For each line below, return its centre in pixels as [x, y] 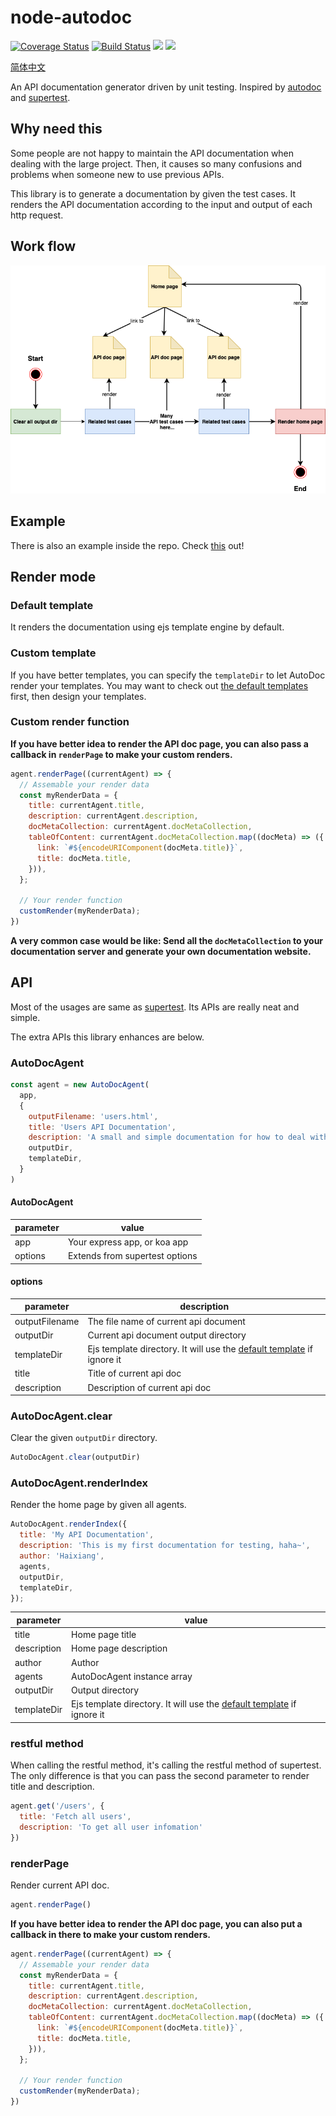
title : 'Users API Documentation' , [102, 1127]
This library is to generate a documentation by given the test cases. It [153, 193]
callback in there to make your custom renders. [110, 1934]
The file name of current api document [166, 1321]
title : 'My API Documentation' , [87, 1535]
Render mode [53, 576]
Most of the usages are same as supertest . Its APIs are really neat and [155, 1007]
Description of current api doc [149, 1387]
